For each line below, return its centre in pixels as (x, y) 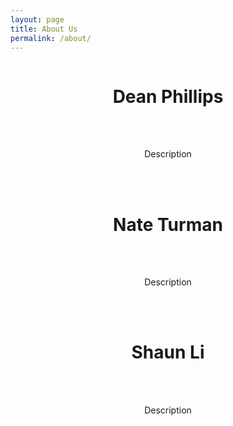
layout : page (37, 19)
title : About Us (44, 29)
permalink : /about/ (51, 38)
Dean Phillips (168, 96)
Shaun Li (168, 352)
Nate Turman (168, 224)
